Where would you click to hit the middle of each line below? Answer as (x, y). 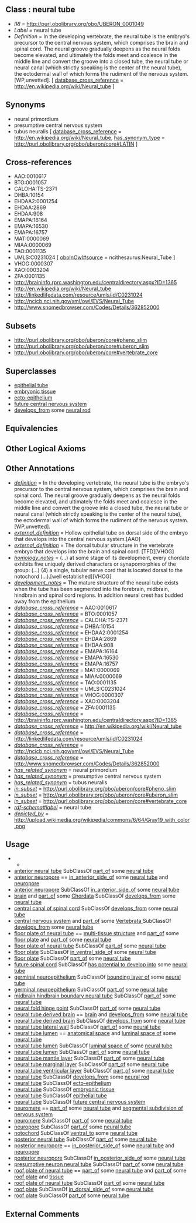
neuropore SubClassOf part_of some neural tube (73, 1127)
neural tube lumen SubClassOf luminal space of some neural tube (93, 1046)
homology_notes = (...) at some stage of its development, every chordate (102, 557)
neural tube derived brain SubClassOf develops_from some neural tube (99, 1021)
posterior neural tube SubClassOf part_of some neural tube (85, 1140)
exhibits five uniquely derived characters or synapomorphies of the (95, 564)
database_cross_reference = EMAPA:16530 (66, 657)
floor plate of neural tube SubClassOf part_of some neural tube (90, 946)
